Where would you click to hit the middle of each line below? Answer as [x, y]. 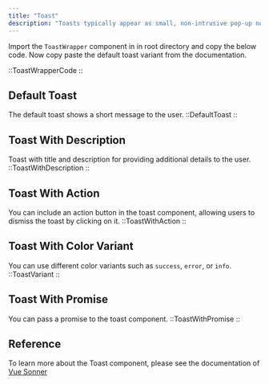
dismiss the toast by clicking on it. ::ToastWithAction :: [97, 221]
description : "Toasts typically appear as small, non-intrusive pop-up [130, 23]
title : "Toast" [34, 16]
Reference [35, 343]
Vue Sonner [28, 372]
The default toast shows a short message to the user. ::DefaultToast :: [123, 115]
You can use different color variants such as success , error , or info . [120, 265]
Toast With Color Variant [71, 246]
